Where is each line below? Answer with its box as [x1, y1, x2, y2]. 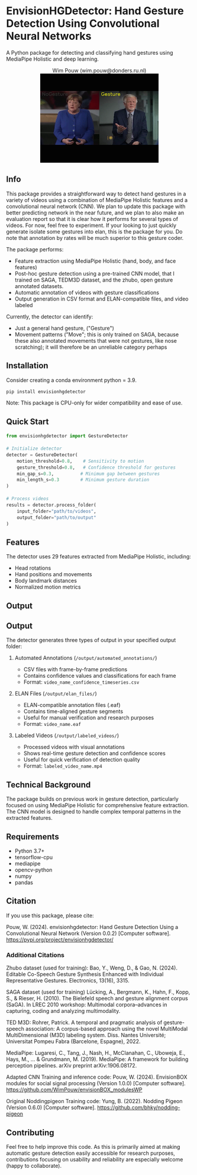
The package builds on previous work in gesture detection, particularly [6, 795, 179, 803]
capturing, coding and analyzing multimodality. [6, 1007, 121, 1015]
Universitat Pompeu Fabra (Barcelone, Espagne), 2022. [6, 1038, 141, 1045]
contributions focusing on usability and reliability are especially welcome [6, 1155, 183, 1163]
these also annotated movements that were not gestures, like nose [14, 337, 177, 344]
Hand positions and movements [14, 571, 92, 578]
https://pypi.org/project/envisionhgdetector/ [6, 936, 114, 943]
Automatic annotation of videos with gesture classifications [14, 289, 160, 296]
